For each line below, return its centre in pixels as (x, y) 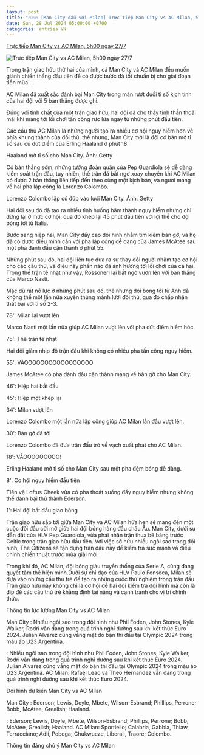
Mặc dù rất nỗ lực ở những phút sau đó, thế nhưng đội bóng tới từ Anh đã (98, 291)
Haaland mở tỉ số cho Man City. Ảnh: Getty (59, 156)
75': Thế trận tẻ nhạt (32, 339)
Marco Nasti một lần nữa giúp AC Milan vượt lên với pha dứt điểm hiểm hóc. (101, 327)
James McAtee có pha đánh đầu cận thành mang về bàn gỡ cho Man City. (99, 374)
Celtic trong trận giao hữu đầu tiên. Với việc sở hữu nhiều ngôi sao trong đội (101, 542)
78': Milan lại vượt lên (33, 315)
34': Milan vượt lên (30, 410)
